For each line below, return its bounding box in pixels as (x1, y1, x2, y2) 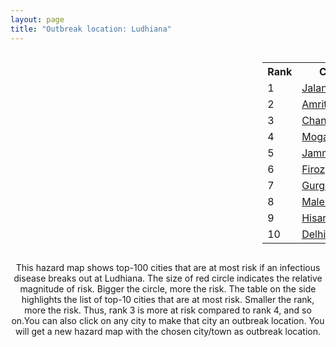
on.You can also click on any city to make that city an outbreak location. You (11, 314, 325, 326)
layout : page (10, 14, 65, 25)
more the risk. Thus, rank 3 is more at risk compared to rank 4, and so (24, 304, 312, 316)
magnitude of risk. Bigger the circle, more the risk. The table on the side (19, 282, 317, 295)
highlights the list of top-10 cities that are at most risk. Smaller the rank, (21, 293, 315, 305)
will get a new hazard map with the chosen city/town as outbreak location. (14, 325, 322, 337)
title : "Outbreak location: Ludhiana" (10, 24, 172, 34)
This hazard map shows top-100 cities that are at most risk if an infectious (15, 261, 321, 273)
